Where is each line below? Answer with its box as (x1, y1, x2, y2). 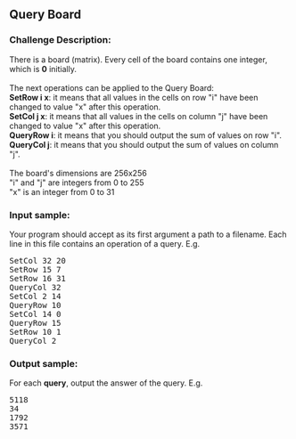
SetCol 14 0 (9, 309, 62, 319)
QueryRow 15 (9, 318, 62, 328)
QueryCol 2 (9, 336, 57, 346)
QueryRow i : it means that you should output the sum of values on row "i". (9, 129, 283, 141)
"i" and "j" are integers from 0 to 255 (9, 177, 144, 188)
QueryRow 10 (9, 300, 62, 310)
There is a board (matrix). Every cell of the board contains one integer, (9, 53, 267, 65)
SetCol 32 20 (9, 256, 67, 265)
